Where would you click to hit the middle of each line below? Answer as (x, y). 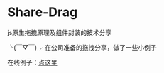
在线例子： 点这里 (32, 62)
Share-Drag (43, 12)
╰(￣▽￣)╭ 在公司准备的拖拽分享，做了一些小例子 (82, 47)
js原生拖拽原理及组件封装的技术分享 (60, 32)
